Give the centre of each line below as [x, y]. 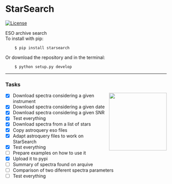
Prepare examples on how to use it [49, 153]
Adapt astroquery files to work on [48, 136]
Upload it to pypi [30, 158]
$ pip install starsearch [42, 48]
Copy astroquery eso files [40, 130]
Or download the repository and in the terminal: [55, 57]
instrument [24, 101]
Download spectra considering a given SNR [59, 113]
